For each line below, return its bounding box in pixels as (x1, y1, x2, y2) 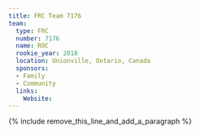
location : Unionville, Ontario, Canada (15, 57, 151, 65)
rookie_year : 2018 (15, 49, 79, 57)
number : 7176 (15, 34, 60, 43)
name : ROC (15, 42, 49, 50)
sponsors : (15, 65, 49, 73)
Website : (23, 94, 53, 103)
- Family (15, 72, 46, 80)
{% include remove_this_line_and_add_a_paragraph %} (8, 116, 193, 126)
